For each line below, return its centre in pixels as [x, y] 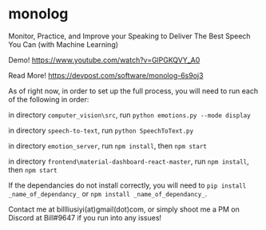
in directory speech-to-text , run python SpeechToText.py [101, 130]
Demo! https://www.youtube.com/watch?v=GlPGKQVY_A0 [104, 60]
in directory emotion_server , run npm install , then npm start [108, 145]
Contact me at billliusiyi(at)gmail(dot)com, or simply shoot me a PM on [124, 209]
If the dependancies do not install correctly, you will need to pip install [127, 185]
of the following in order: [49, 99]
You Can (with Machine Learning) [63, 44]
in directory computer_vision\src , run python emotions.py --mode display [129, 115]
